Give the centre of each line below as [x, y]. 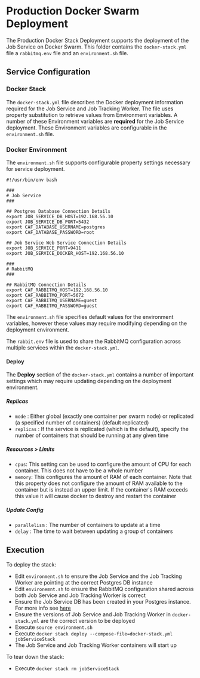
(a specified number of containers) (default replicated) [82, 423]
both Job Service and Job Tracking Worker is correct [80, 595]
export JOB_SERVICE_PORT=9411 [44, 248]
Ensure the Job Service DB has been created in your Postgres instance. [103, 601]
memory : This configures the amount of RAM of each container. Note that [103, 477]
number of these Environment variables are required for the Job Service [95, 121]
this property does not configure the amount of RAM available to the [99, 483]
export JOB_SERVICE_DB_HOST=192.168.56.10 [60, 216]
